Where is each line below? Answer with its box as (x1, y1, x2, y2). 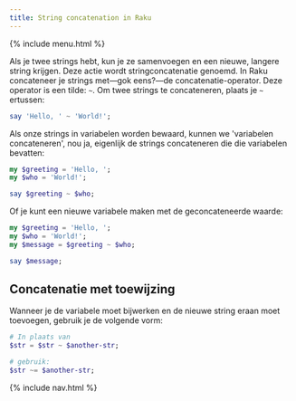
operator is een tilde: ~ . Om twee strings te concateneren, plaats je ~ (9, 84, 264, 95)
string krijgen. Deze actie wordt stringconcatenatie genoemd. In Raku (9, 65, 269, 76)
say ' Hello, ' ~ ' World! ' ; (9, 111, 111, 120)
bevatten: (9, 147, 45, 158)
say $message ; (9, 256, 63, 265)
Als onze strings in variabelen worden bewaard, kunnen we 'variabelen (9, 128, 274, 138)
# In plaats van (9, 332, 71, 342)
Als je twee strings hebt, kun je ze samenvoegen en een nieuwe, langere (9, 55, 280, 66)
